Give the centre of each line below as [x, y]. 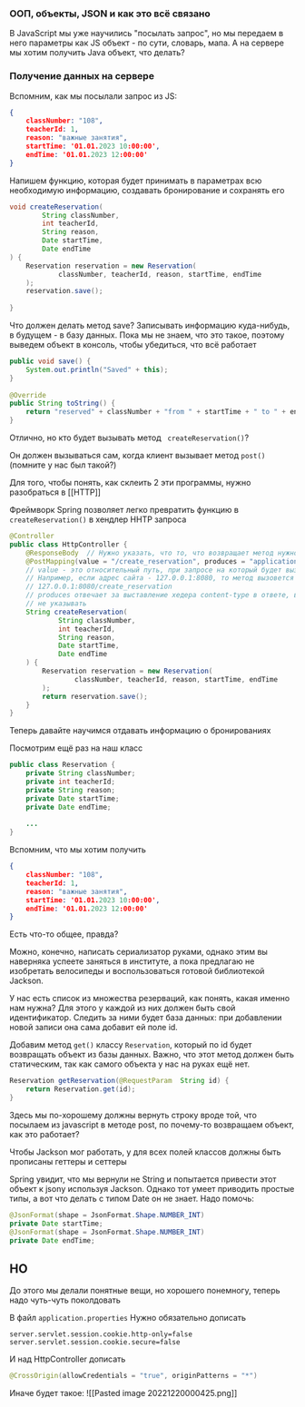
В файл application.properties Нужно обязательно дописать [128, 1318]
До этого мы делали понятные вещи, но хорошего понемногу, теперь [145, 1291]
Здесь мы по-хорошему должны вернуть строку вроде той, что [133, 1115]
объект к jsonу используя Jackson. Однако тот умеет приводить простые [152, 1188]
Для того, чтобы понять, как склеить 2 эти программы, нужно [130, 483]
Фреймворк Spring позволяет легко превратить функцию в [124, 510]
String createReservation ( [77, 612]
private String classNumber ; [81, 773]
